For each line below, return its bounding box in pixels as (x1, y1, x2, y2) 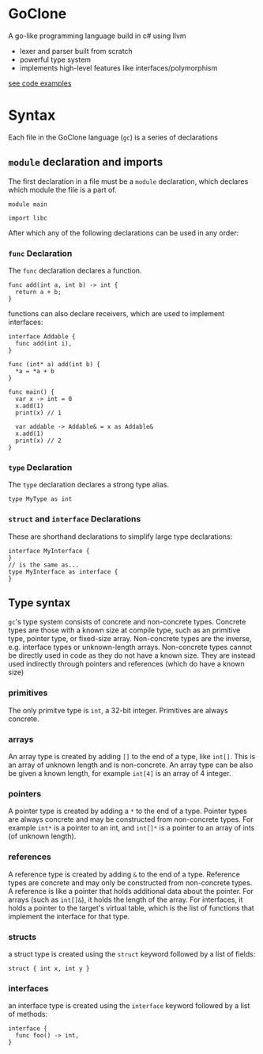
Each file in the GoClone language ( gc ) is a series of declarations (8, 132, 219, 142)
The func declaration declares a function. (8, 265, 142, 275)
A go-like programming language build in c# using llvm (8, 31, 187, 40)
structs (8, 931, 37, 942)
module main (8, 200, 47, 208)
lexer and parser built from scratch (19, 46, 133, 55)
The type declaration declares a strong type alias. (8, 480, 170, 490)
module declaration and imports (8, 155, 163, 169)
